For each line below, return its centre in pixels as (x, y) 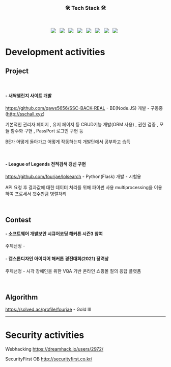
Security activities (45, 335)
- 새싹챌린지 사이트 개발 (28, 96)
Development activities (55, 52)
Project (17, 71)
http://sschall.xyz (25, 113)
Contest (18, 220)
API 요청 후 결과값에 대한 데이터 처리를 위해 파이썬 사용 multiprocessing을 (79, 187)
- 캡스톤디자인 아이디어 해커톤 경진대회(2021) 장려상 (57, 258)
